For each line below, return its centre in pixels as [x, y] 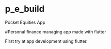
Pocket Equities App [25, 22]
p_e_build [25, 9]
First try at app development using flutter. [47, 41]
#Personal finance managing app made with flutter [56, 32]
